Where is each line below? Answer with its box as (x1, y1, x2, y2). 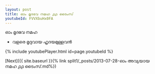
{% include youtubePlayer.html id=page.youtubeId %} (5, 49, 114, 55)
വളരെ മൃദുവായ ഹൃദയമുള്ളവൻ (12, 39, 72, 45)
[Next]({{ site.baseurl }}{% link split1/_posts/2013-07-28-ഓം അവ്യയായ (5, 58, 150, 64)
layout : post (5, 7, 32, 12)
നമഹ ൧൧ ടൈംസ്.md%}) (5, 63, 57, 69)
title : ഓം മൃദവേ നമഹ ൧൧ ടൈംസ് (5, 12, 74, 16)
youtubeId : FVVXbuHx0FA (5, 16, 54, 21)
